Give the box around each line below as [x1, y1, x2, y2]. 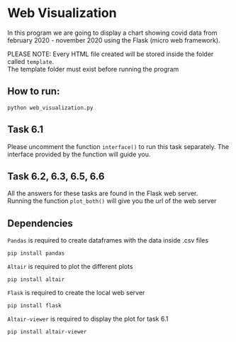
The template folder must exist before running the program [7, 65, 179, 73]
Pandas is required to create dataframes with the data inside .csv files [7, 236, 209, 245]
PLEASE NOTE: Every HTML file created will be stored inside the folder [7, 50, 214, 58]
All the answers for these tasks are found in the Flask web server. [7, 189, 198, 198]
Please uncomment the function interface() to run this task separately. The [7, 142, 230, 150]
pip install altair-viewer [7, 329, 87, 336]
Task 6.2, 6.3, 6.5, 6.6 [7, 170, 105, 182]
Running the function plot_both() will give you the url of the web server [7, 197, 217, 205]
